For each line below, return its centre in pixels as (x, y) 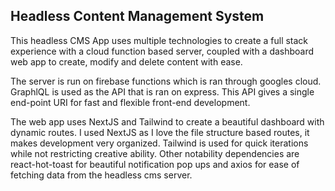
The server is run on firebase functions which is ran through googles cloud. (166, 81)
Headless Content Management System (137, 16)
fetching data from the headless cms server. (101, 175)
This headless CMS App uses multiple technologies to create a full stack (159, 40)
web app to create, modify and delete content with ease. (126, 61)
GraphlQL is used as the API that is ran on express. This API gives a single (162, 91)
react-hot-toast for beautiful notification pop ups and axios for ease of (155, 164)
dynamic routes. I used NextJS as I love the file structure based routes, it (160, 132)
